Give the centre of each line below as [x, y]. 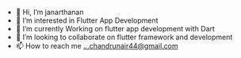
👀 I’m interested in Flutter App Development [87, 20]
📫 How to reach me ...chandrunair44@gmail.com [97, 46]
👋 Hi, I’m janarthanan [50, 12]
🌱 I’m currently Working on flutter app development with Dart [115, 29]
